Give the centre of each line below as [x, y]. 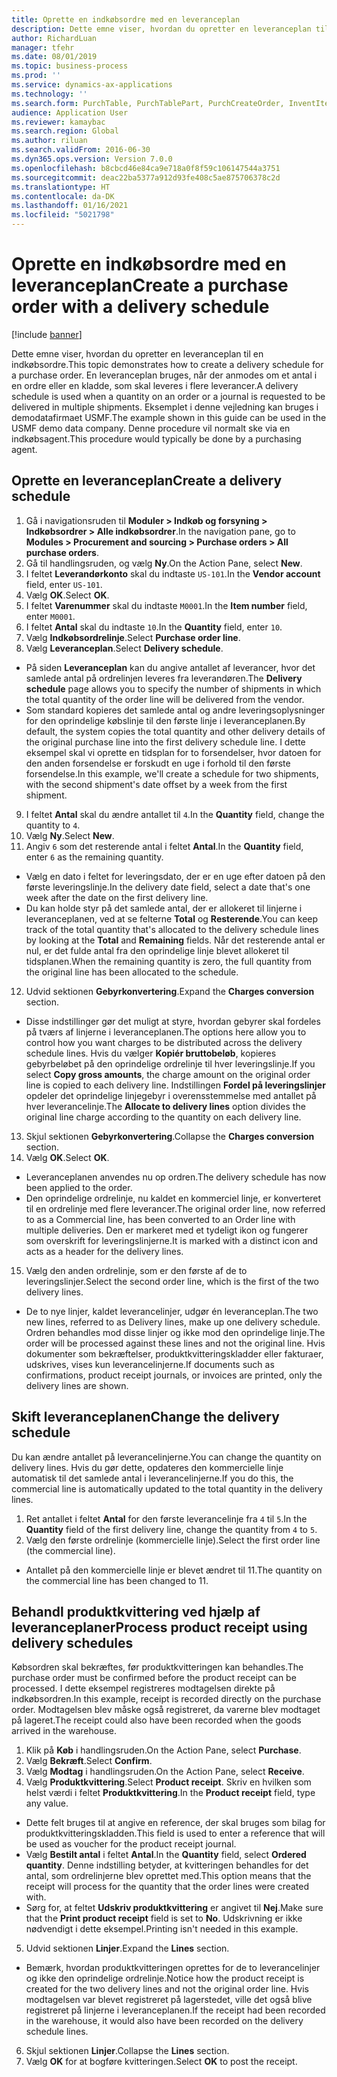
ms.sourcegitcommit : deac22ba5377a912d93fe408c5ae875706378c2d [146, 177]
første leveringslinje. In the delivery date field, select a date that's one [168, 887]
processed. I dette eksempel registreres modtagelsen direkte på [143, 1688]
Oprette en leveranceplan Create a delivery [147, 481]
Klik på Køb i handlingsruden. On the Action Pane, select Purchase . [163, 1750]
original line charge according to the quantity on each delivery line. [163, 1117]
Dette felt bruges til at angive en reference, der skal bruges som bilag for [175, 1823]
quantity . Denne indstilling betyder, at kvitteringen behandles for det [167, 1865]
